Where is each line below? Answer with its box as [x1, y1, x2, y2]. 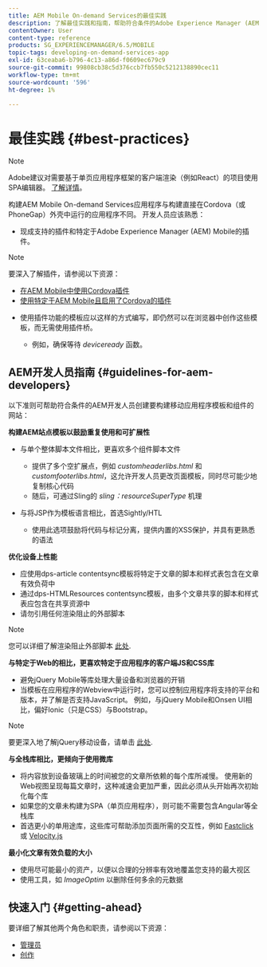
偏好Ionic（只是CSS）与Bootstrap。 [33, 705, 152, 714]
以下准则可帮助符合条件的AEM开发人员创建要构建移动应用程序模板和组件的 [8, 400, 254, 411]
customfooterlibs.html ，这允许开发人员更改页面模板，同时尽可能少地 [31, 471, 257, 481]
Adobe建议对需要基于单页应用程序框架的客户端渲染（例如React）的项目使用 [8, 173, 258, 183]
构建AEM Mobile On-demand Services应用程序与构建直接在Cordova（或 [8, 200, 245, 210]
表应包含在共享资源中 [19, 599, 90, 608]
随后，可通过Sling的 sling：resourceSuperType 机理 [31, 491, 202, 501]
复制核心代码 [31, 482, 74, 491]
